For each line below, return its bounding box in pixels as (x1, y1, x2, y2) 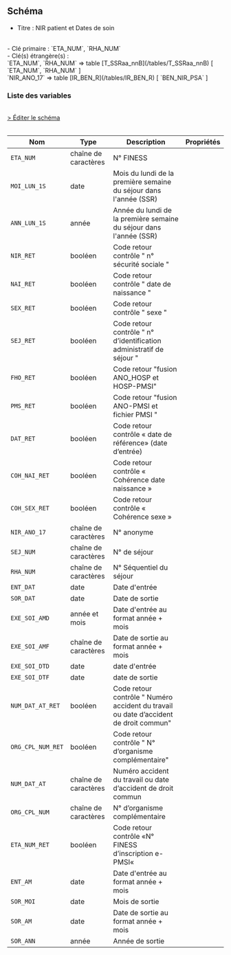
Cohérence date (113, 475, 166, 485)
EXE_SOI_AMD (10, 614, 50, 622)
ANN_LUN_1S (10, 219, 46, 227)
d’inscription (113, 849, 153, 858)
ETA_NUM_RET (10, 841, 50, 849)
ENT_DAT (10, 583, 36, 592)
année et (69, 609, 99, 619)
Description (126, 137, 166, 147)
